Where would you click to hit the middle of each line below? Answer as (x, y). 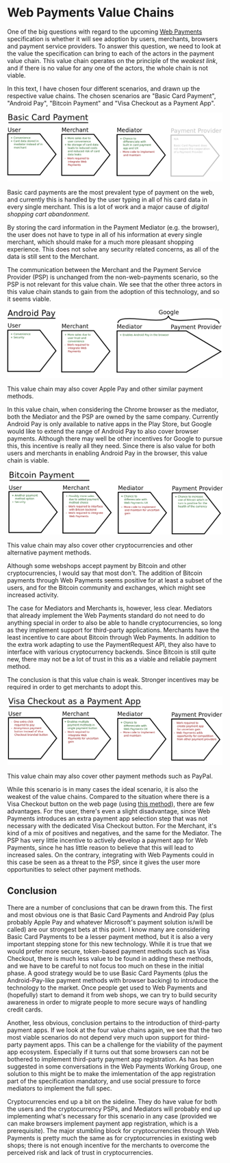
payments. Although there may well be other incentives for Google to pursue (115, 438)
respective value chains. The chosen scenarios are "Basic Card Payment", (112, 96)
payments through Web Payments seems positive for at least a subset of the (115, 580)
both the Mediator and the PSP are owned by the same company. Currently (113, 417)
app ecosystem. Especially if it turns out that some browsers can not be (108, 1052)
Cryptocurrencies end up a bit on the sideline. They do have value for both (112, 1101)
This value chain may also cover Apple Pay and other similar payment (105, 389)
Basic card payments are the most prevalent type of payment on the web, (111, 193)
